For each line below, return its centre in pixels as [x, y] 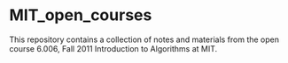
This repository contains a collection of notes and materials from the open [144, 39]
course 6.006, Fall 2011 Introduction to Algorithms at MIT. [113, 48]
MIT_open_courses [81, 15]
